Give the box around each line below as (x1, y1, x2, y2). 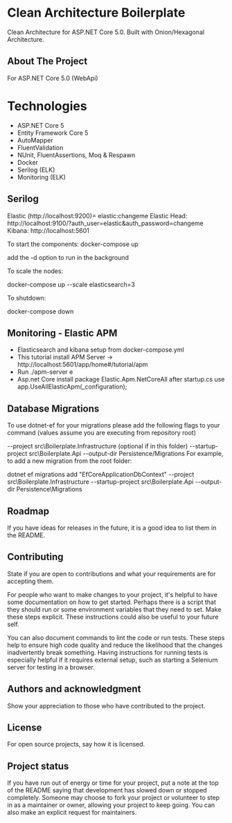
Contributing (7, 551, 64, 563)
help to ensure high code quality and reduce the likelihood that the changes (7, 641, 223, 649)
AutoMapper (17, 136, 53, 144)
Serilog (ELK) (17, 165, 55, 174)
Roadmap (7, 505, 50, 517)
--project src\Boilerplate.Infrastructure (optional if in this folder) (7, 442, 188, 450)
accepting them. (7, 577, 54, 585)
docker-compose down (7, 307, 74, 316)
